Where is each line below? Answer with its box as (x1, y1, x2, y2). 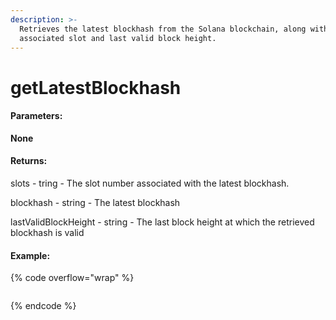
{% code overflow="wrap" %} (10, 272, 135, 284)
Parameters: (10, 110, 63, 122)
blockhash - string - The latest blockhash (10, 196, 181, 208)
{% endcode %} (10, 300, 77, 312)
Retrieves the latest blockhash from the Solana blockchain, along (19, 24, 307, 34)
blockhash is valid (10, 226, 85, 238)
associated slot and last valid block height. (19, 33, 217, 43)
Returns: (10, 155, 48, 167)
